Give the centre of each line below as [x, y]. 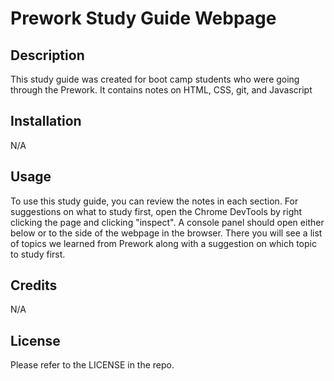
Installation [46, 121]
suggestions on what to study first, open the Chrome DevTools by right [156, 211]
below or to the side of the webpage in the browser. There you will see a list [166, 233]
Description [47, 55]
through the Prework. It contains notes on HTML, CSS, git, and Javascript [161, 90]
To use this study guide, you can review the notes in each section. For [154, 201]
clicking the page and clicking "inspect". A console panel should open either [167, 222]
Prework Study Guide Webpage [143, 18]
